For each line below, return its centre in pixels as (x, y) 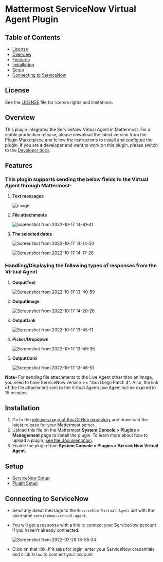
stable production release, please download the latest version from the (76, 134)
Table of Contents (33, 37)
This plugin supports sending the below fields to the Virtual (77, 179)
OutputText (24, 282)
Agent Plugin (32, 19)
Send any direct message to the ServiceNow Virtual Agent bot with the (83, 510)
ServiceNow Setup (31, 478)
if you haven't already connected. (46, 530)
